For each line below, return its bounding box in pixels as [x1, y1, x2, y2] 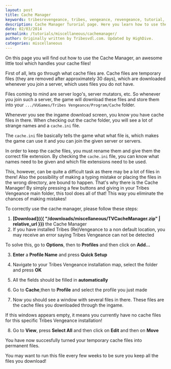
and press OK [12, 267, 42, 273]
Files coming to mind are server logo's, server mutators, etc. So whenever [5, 90, 161, 97]
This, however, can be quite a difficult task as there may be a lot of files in [5, 168, 160, 174]
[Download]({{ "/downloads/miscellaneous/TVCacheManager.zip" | [12, 215, 161, 221]
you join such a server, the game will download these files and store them [5, 96, 159, 102]
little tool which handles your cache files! [5, 60, 91, 66]
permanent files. [5, 342, 40, 349]
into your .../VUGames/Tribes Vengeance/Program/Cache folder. [5, 102, 136, 108]
